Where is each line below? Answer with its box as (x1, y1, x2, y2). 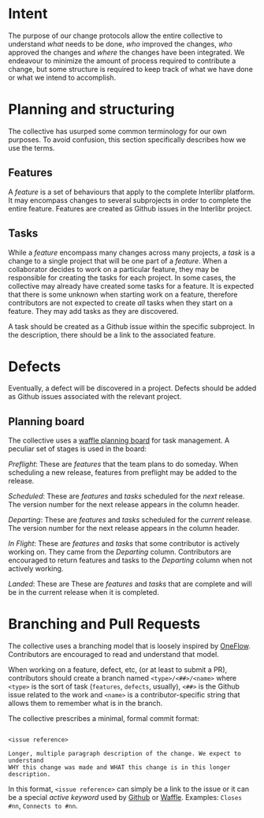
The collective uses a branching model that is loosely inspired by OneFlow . (8, 641, 251, 651)
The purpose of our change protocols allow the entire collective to (8, 31, 223, 40)
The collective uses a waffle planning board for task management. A (8, 435, 230, 446)
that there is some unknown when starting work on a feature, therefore (8, 289, 238, 299)
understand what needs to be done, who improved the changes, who (8, 39, 232, 48)
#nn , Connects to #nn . (8, 801, 78, 811)
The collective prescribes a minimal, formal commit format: (8, 714, 199, 723)
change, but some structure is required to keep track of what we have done (8, 64, 254, 73)
